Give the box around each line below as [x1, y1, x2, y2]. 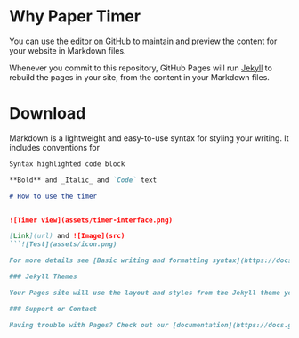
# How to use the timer [9, 192, 98, 201]
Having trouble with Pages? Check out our [9, 320, 169, 329]
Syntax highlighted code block [9, 159, 125, 169]
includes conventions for [9, 142, 101, 153]
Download [9, 103, 86, 124]
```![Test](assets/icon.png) [9, 240, 117, 249]
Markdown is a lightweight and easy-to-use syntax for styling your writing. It [9, 132, 289, 144]
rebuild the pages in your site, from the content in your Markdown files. [9, 71, 270, 82]
